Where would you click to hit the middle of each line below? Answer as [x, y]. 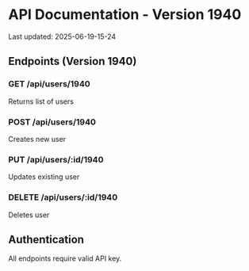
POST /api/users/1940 [52, 122]
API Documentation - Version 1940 [125, 15]
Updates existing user [44, 177]
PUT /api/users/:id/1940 [56, 159]
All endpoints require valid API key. [65, 258]
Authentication [46, 239]
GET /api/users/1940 [49, 84]
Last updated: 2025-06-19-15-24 [62, 36]
